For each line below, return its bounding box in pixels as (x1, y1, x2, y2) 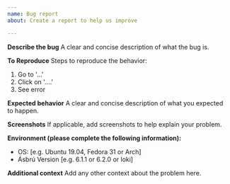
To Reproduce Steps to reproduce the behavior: (7, 56, 147, 64)
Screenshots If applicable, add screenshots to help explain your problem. (7, 120, 222, 128)
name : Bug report (7, 10, 59, 18)
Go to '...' (17, 70, 44, 79)
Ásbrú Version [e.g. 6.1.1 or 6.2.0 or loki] (17, 155, 133, 163)
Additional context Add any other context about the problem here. (7, 168, 202, 177)
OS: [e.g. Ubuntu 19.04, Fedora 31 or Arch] (17, 147, 142, 156)
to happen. (7, 106, 39, 115)
